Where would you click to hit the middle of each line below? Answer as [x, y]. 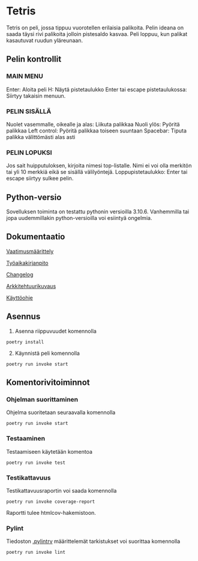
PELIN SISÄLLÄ [29, 111]
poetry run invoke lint [36, 553]
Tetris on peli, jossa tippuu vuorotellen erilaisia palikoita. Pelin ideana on [95, 28]
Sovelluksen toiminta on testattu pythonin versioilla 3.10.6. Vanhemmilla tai [98, 212]
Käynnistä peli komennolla [47, 353]
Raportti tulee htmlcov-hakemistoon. [51, 512]
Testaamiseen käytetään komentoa [49, 451]
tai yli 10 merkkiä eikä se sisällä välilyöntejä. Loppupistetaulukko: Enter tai [97, 172]
